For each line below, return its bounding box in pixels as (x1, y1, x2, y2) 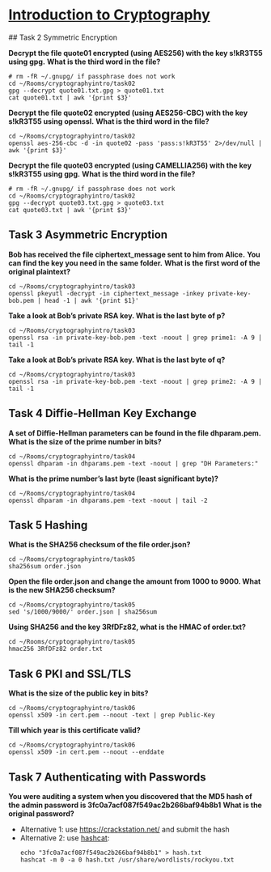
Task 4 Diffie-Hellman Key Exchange (8, 406, 197, 420)
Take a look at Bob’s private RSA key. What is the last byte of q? (8, 355, 226, 364)
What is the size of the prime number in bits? (8, 436, 162, 446)
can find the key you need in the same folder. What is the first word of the (8, 257, 260, 268)
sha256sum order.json (8, 563, 82, 571)
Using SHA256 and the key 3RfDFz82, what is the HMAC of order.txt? (8, 622, 247, 632)
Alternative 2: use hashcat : (19, 833, 110, 843)
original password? (8, 809, 74, 819)
